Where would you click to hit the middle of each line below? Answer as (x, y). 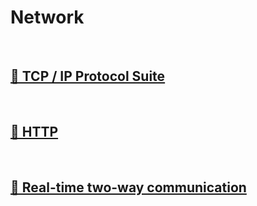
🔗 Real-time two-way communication (128, 187)
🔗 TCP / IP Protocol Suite (88, 76)
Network (47, 17)
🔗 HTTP (34, 132)
